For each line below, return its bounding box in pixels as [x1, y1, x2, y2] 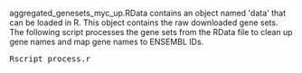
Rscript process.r [9, 54, 91, 64]
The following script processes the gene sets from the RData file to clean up [9, 27, 293, 37]
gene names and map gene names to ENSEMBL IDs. [9, 36, 204, 47]
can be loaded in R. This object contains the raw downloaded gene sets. [9, 17, 278, 28]
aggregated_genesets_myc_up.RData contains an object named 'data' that [9, 8, 287, 18]
